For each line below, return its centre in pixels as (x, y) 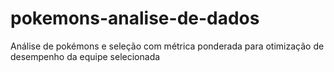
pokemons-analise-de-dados (135, 18)
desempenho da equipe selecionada (85, 56)
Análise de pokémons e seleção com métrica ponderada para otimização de (167, 46)
